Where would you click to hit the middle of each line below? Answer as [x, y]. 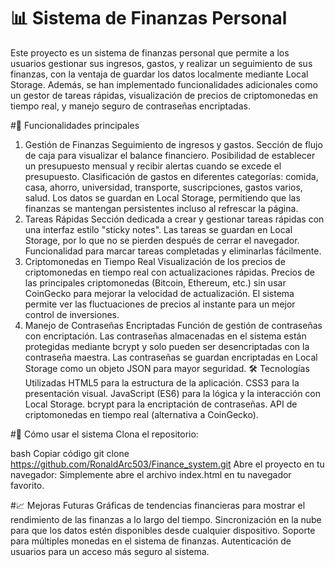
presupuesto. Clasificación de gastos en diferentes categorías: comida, [171, 176]
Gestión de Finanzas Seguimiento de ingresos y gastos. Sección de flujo [173, 144]
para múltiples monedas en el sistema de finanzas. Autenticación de [151, 541]
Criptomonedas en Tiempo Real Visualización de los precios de [155, 261]
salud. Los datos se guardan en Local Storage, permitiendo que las [162, 197]
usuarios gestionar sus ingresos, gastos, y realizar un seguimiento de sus [161, 63]
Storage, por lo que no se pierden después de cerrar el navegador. [162, 240]
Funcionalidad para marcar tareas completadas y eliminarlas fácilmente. [173, 251]
